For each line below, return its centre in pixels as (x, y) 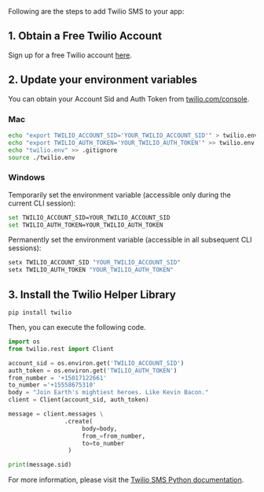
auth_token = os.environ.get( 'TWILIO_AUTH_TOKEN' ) (93, 370)
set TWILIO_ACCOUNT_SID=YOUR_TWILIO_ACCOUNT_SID (89, 217)
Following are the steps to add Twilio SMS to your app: (96, 11)
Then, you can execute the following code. (77, 327)
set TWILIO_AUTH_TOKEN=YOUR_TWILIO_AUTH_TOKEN (86, 225)
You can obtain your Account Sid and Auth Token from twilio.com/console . (129, 98)
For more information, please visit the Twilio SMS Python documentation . (126, 480)
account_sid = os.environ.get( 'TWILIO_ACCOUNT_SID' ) (96, 363)
